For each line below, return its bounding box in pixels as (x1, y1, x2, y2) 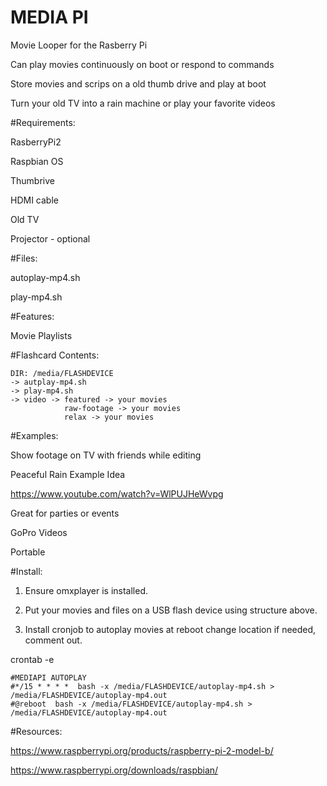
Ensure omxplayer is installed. (24, 584, 149, 596)
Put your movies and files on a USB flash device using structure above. (24, 604, 318, 616)
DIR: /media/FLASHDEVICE (10, 368, 114, 378)
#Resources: (10, 725, 63, 737)
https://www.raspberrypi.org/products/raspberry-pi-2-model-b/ (10, 744, 274, 756)
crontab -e (10, 653, 55, 665)
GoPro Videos (10, 526, 68, 538)
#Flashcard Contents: (10, 349, 100, 361)
